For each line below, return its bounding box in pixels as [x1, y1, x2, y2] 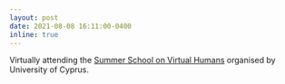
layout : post [9, 13, 59, 23]
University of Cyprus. [9, 64, 89, 75]
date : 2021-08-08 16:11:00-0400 [9, 22, 132, 31]
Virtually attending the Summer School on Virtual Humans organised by [9, 55, 276, 66]
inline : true [9, 30, 59, 39]
